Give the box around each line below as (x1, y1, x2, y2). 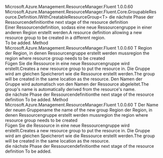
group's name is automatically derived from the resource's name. (5, 87, 136, 92)
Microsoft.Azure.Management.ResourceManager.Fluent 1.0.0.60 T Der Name (5, 102, 159, 107)
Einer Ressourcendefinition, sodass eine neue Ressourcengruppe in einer (5, 24, 152, 30)
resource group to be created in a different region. (5, 35, 106, 40)
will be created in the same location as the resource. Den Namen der (5, 76, 143, 82)
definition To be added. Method (5, 97, 68, 103)
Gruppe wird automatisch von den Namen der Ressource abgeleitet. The (5, 81, 149, 87)
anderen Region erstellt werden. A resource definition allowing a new (5, 30, 142, 35)
